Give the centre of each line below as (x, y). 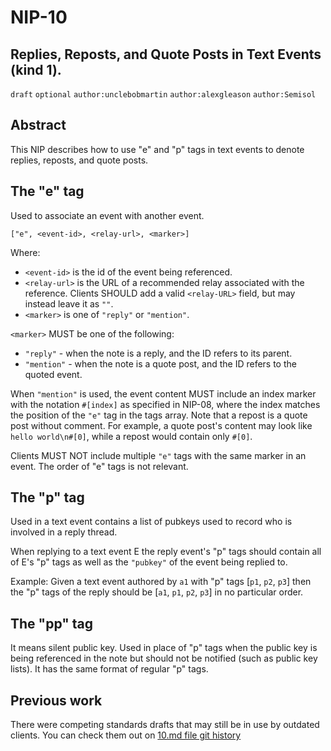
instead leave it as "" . (69, 303)
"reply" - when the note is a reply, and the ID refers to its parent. (158, 353)
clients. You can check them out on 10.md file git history (126, 735)
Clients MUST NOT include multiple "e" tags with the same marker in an (158, 455)
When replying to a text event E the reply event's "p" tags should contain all (166, 552)
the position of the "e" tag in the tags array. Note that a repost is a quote (159, 415)
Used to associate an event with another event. (107, 215)
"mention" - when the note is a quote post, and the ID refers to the (160, 363)
